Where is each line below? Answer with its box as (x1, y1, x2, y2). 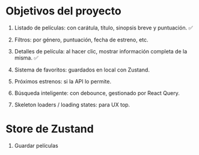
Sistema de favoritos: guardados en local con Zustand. (14, 66, 150, 73)
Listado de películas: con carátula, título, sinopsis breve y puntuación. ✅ (14, 24, 194, 31)
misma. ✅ (14, 54, 38, 61)
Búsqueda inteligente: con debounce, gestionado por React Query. (14, 89, 180, 97)
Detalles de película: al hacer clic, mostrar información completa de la (14, 47, 188, 55)
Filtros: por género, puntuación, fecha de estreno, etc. (14, 36, 148, 43)
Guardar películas (14, 142, 58, 149)
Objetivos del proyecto (5, 4, 121, 18)
